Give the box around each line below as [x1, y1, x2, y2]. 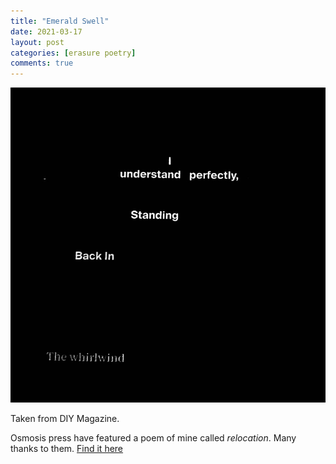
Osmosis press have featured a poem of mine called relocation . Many [10, 432, 297, 444]
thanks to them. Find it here [10, 443, 124, 455]
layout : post [10, 37, 65, 47]
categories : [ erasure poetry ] [10, 48, 137, 58]
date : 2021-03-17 [10, 26, 83, 37]
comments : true [10, 58, 74, 69]
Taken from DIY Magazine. [10, 413, 120, 425]
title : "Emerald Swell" [10, 16, 110, 26]
